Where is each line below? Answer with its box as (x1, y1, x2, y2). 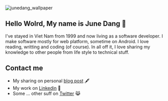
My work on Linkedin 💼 (12, 85, 61, 91)
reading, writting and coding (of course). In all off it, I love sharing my (5, 44, 150, 50)
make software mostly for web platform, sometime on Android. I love (5, 38, 149, 44)
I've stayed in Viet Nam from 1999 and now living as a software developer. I (5, 33, 163, 39)
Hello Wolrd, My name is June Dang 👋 (5, 19, 126, 28)
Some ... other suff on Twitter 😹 (12, 90, 80, 96)
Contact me (5, 64, 43, 73)
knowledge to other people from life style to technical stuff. (5, 49, 130, 55)
